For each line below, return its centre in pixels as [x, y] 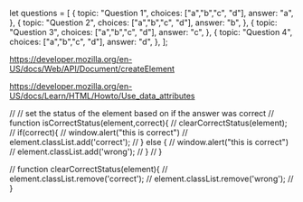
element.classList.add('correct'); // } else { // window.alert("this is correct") [149, 142]
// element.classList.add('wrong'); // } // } [86, 151]
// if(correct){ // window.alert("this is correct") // [99, 133]
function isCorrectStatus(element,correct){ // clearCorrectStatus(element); [148, 123]
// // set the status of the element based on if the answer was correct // [142, 113]
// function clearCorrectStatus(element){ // [89, 169]
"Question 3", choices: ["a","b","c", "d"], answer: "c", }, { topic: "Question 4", [151, 32]
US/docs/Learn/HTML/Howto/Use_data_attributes [103, 96]
